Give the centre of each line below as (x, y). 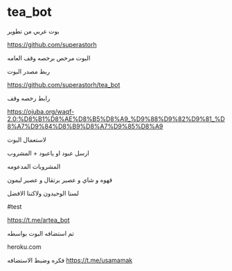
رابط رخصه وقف (29, 98)
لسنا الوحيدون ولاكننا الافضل (43, 193)
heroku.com (24, 247)
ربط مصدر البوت (29, 71)
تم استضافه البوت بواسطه (41, 233)
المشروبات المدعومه (34, 166)
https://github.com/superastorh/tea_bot (64, 84)
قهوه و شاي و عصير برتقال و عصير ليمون (60, 180)
